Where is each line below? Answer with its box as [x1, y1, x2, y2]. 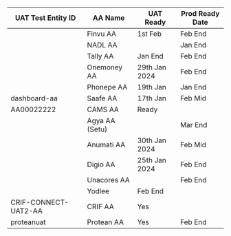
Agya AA [87, 116, 115, 125]
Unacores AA [87, 175, 131, 184]
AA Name [92, 13, 125, 23]
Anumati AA [87, 140, 126, 149]
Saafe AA [87, 94, 118, 103]
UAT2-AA [10, 206, 43, 215]
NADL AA [87, 41, 118, 50]
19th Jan [137, 83, 166, 92]
